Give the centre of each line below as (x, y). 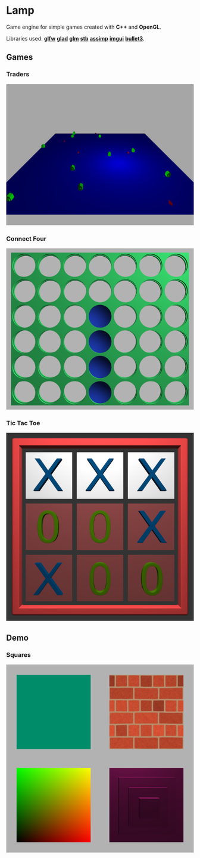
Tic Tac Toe (23, 423)
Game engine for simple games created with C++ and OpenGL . (84, 27)
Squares (18, 654)
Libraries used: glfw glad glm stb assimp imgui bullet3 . (75, 38)
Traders (18, 74)
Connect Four (26, 238)
